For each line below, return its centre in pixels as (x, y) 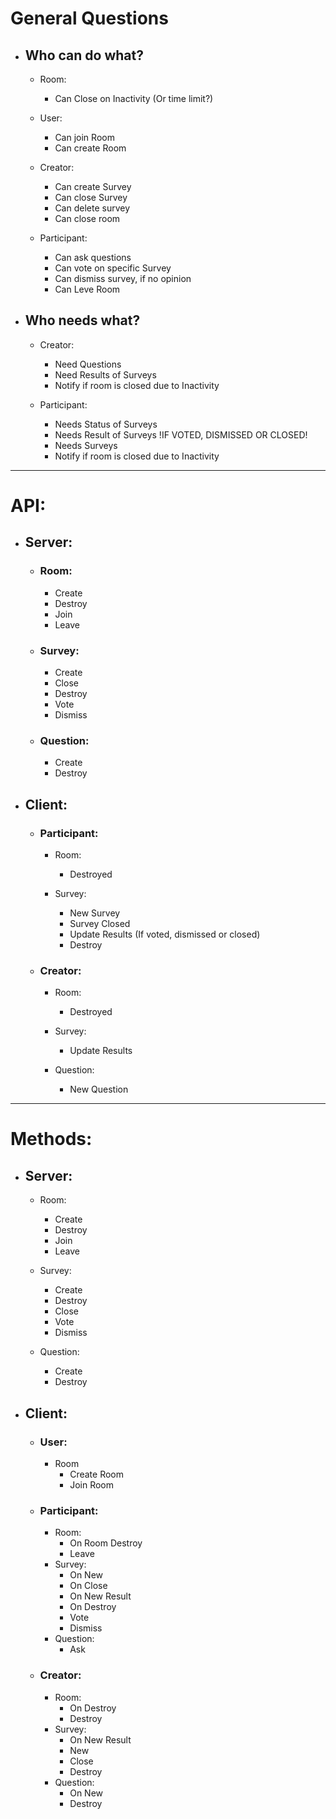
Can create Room (90, 148)
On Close (88, 1586)
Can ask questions (93, 257)
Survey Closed (100, 923)
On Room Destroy (106, 1543)
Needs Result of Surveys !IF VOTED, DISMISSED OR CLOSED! (181, 434)
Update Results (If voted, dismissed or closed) (165, 934)
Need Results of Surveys (105, 374)
